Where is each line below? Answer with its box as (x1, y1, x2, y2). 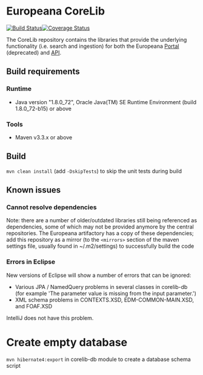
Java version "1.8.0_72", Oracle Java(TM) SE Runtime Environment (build (15, 98, 197, 105)
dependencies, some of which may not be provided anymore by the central (6, 223, 194, 231)
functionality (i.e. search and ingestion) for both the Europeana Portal (6, 42, 179, 50)
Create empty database (6, 335, 128, 349)
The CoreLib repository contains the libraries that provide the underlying (6, 36, 187, 43)
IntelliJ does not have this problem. (6, 314, 94, 322)
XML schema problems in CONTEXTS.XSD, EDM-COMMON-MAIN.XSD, (15, 296, 194, 304)
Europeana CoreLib (6, 4, 105, 18)
